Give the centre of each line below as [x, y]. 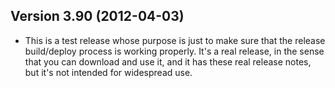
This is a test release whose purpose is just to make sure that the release [175, 40]
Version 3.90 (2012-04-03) [97, 16]
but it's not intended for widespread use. [108, 72]
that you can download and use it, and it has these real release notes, [168, 61]
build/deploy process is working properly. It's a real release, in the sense [174, 51]
